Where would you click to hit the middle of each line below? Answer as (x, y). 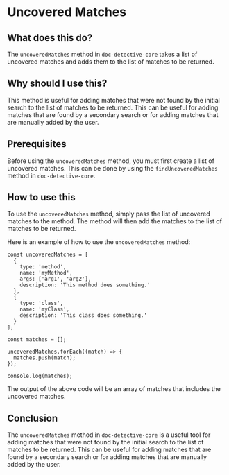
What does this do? (50, 38)
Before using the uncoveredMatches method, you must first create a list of (111, 161)
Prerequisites (37, 144)
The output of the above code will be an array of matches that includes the (114, 389)
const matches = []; (37, 340)
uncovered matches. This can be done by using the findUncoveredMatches (112, 168)
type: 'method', (43, 267)
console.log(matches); (40, 376)
